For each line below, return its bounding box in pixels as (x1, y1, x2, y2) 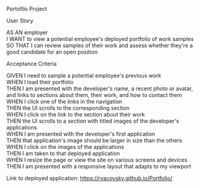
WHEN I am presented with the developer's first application (6, 131, 155, 137)
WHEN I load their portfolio (6, 79, 74, 85)
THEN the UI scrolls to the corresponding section (6, 104, 130, 112)
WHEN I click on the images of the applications (6, 143, 124, 150)
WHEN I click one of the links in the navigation (6, 98, 123, 105)
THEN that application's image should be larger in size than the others (6, 137, 182, 144)
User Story (6, 17, 34, 24)
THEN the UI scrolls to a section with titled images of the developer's (6, 117, 179, 125)
